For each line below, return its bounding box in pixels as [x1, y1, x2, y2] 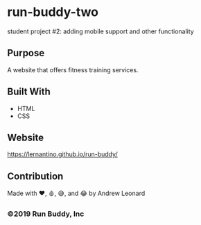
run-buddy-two [7, 4, 99, 20]
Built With [7, 86, 51, 98]
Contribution [7, 170, 64, 182]
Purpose [7, 47, 45, 59]
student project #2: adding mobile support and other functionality [7, 27, 194, 35]
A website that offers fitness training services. [7, 65, 139, 74]
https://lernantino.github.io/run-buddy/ [7, 150, 118, 158]
